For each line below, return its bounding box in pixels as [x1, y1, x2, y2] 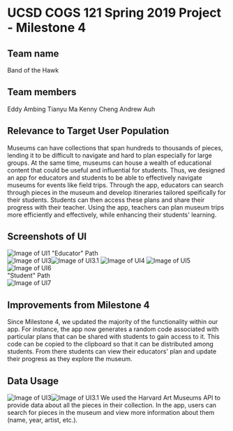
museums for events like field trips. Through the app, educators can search [7, 180, 224, 189]
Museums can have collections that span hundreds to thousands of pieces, [7, 143, 223, 152]
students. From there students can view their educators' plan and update [7, 347, 217, 356]
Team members [7, 86, 77, 98]
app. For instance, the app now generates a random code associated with [7, 325, 219, 333]
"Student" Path [7, 271, 51, 280]
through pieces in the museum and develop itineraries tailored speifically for [7, 188, 227, 196]
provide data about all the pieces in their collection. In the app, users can [7, 401, 217, 409]
